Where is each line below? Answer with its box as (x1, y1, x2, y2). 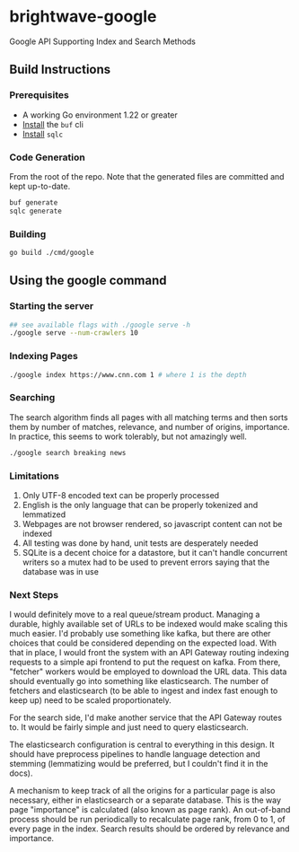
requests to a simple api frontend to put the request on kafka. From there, (9, 657, 281, 668)
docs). (9, 768, 33, 778)
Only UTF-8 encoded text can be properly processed (22, 489, 220, 500)
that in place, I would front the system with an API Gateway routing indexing (9, 647, 290, 658)
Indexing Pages (9, 350, 78, 363)
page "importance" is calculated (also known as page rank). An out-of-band (9, 804, 291, 815)
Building (9, 227, 47, 240)
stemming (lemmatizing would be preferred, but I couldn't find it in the (9, 759, 268, 769)
